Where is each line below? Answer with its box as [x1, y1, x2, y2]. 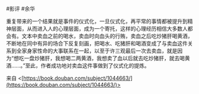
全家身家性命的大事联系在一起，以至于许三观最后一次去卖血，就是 [16, 47, 178, 54]
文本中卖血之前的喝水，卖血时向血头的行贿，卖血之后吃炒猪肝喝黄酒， [21, 33, 193, 40]
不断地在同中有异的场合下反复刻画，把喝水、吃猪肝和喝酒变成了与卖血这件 [6, 40, 188, 47]
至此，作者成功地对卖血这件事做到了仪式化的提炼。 [25, 62, 150, 69]
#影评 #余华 [6, 5, 36, 12]
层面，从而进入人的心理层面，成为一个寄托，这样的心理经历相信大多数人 [11, 25, 188, 32]
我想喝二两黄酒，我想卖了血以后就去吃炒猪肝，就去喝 [55, 55, 185, 61]
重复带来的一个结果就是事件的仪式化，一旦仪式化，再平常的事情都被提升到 [6, 18, 188, 25]
